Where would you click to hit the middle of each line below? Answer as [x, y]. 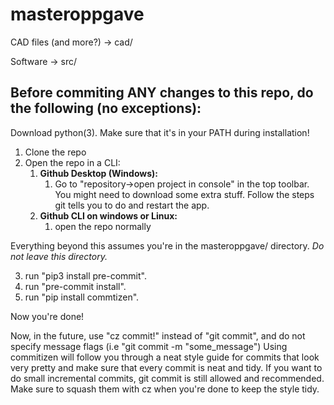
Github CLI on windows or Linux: [108, 215]
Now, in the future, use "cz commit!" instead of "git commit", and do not [158, 335]
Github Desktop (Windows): [98, 173]
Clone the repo [55, 152]
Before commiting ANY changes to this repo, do [162, 93]
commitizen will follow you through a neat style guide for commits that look [165, 357]
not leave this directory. [59, 256]
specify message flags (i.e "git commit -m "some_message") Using [149, 346]
